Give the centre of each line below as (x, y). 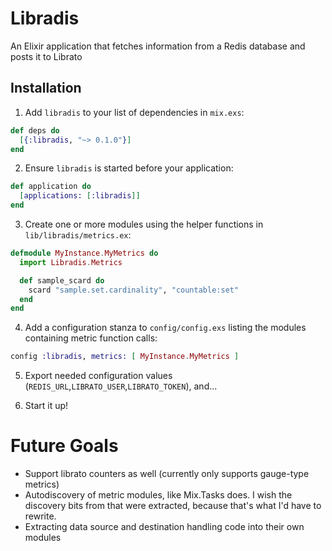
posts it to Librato (46, 56)
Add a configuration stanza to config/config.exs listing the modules (165, 328)
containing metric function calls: (91, 338)
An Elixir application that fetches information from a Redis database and (158, 46)
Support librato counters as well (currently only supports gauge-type (167, 474)
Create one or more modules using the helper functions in (144, 224)
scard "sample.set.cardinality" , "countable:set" (134, 290)
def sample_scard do (62, 280)
